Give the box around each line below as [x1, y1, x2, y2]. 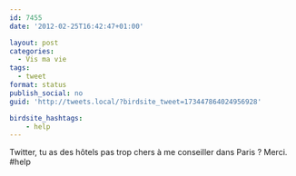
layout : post [9, 38, 59, 47]
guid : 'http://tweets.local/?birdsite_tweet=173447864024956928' [9, 97, 261, 106]
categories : [9, 46, 54, 55]
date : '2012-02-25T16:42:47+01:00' [9, 22, 144, 31]
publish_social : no [9, 88, 84, 98]
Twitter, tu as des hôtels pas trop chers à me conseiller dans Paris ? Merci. [9, 147, 288, 158]
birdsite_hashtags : [9, 113, 84, 122]
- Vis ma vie [17, 55, 67, 64]
